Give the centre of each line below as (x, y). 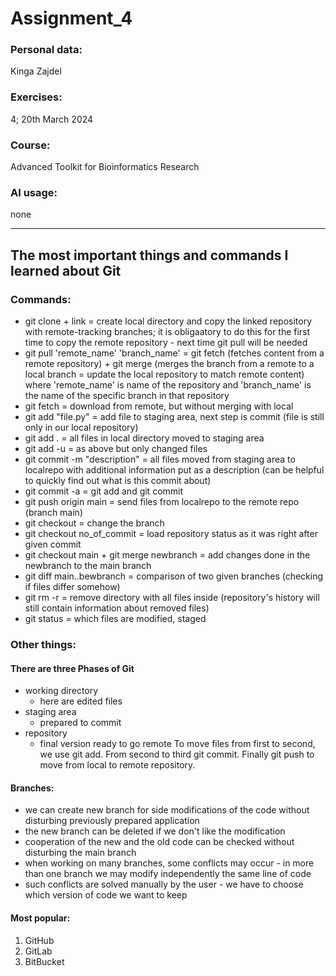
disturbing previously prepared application (112, 821)
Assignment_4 (71, 18)
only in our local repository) (81, 428)
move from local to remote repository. (117, 765)
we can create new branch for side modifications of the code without (167, 810)
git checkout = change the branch (94, 523)
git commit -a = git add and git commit (104, 491)
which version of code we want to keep (106, 895)
